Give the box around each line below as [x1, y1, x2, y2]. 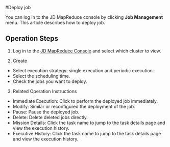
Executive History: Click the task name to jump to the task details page [12, 130, 161, 136]
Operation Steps [5, 34, 59, 43]
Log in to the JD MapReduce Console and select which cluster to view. [12, 48, 162, 54]
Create [12, 57, 27, 64]
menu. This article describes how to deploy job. [5, 20, 106, 25]
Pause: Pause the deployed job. [12, 109, 80, 115]
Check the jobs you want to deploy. [12, 78, 87, 84]
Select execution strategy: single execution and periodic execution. [12, 67, 154, 73]
